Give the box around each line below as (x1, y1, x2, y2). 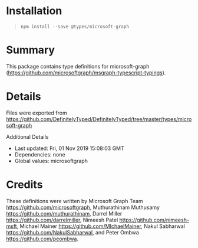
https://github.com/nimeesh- (119, 216, 190, 223)
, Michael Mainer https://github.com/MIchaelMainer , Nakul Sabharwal (16, 223, 186, 230)
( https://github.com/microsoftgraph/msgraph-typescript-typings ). (6, 69, 166, 76)
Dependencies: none (14, 151, 66, 158)
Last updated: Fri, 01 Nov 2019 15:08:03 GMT (14, 145, 125, 152)
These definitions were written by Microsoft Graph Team (6, 197, 143, 204)
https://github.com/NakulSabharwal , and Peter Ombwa (6, 229, 140, 236)
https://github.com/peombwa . (6, 235, 79, 242)
